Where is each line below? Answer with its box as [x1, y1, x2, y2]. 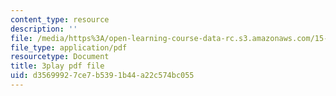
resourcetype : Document [10, 52, 110, 62]
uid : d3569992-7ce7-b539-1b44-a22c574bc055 [10, 71, 195, 81]
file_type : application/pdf [10, 42, 128, 53]
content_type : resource [10, 14, 110, 25]
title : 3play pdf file [10, 61, 105, 71]
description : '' [10, 24, 78, 34]
